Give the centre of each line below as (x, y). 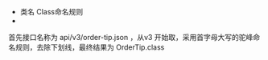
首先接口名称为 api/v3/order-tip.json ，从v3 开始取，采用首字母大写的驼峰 (131, 37)
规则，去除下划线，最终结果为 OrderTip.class (90, 47)
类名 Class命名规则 (51, 12)
